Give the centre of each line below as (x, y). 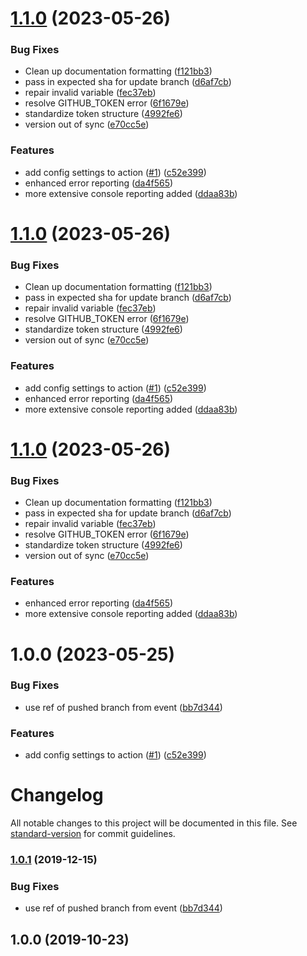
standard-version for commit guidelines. (93, 834)
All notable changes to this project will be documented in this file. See (154, 823)
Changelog (57, 795)
